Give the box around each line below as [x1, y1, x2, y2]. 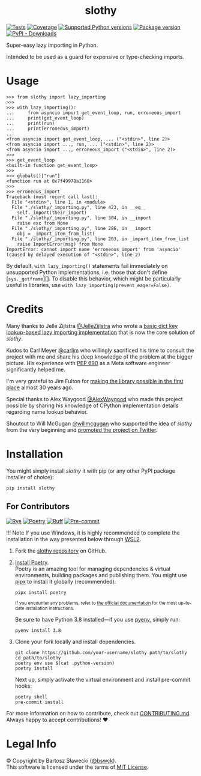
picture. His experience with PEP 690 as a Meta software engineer [6, 359, 170, 366]
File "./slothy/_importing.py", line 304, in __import [11, 214, 152, 221]
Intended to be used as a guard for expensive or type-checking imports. [6, 53, 185, 60]
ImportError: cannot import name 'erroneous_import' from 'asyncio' [6, 246, 181, 252]
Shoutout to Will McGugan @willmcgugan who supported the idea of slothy [6, 420, 193, 427]
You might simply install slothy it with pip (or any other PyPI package [6, 467, 176, 474]
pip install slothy [6, 485, 55, 491]
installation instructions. [25, 605, 75, 611]
